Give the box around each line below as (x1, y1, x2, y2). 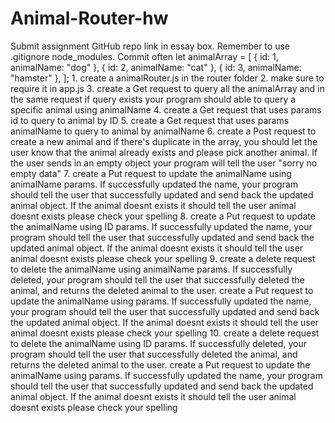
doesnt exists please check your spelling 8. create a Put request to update (10, 210, 316, 222)
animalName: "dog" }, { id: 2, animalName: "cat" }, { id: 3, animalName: (10, 61, 302, 73)
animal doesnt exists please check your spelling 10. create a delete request (10, 327, 320, 339)
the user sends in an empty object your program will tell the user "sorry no (10, 157, 318, 169)
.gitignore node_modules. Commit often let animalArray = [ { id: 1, (10, 50, 279, 62)
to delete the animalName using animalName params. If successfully (10, 263, 293, 275)
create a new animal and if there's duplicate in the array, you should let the (10, 135, 318, 147)
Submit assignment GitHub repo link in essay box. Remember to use (10, 40, 290, 52)
